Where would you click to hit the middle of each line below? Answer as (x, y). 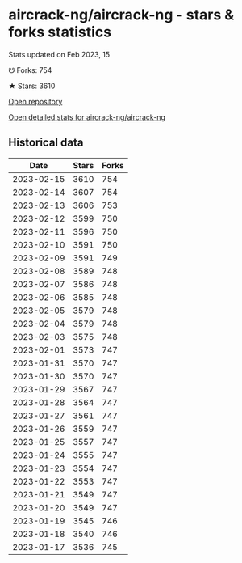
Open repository (35, 101)
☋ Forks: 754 (30, 70)
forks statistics (60, 32)
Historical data (46, 143)
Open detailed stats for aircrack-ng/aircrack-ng (87, 117)
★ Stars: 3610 (32, 86)
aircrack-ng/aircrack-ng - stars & (121, 15)
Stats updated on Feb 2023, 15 (59, 54)
